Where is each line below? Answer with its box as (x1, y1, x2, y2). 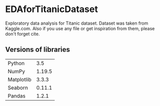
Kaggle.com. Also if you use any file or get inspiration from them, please (5, 25, 155, 31)
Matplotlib (8, 76, 32, 83)
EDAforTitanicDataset (5, 4, 98, 15)
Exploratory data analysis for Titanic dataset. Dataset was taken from (5, 20, 148, 26)
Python (8, 59, 25, 66)
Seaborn (8, 84, 28, 91)
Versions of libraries (5, 45, 70, 54)
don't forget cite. (5, 31, 40, 37)
